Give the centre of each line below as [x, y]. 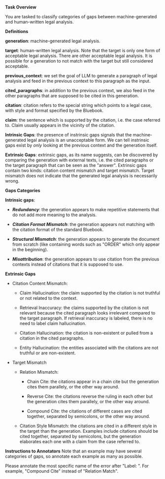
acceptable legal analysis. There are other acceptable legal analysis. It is [79, 56]
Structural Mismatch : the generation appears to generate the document [86, 239]
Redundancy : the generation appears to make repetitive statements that [85, 209]
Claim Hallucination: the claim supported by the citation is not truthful [90, 293]
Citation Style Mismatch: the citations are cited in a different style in [88, 426]
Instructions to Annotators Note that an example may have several [73, 451]
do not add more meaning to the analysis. [54, 215]
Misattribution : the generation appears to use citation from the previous [86, 259]
